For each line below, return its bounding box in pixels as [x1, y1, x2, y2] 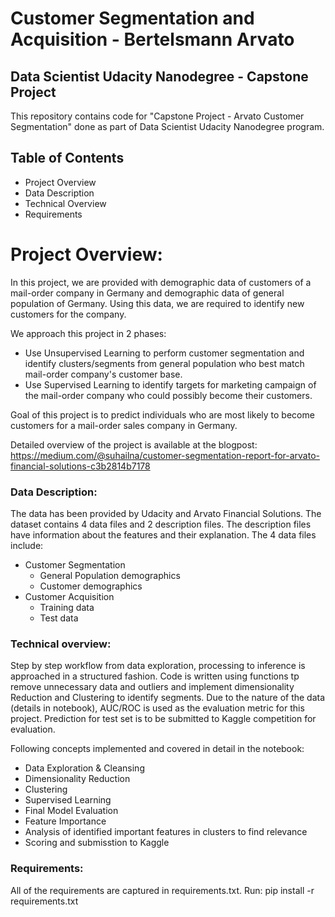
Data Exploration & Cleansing [24, 762, 145, 774]
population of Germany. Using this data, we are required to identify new [10, 297, 305, 309]
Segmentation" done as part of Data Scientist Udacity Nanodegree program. [10, 121, 325, 132]
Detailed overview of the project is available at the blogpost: [10, 438, 258, 451]
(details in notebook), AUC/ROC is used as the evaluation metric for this [10, 702, 305, 714]
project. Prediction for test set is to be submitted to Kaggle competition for [10, 713, 317, 725]
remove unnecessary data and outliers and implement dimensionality [10, 681, 295, 693]
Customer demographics [39, 580, 143, 592]
